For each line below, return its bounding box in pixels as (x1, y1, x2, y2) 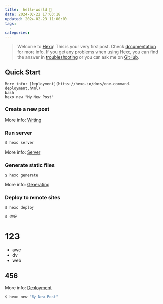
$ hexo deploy (5, 205, 34, 210)
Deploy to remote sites (5, 194, 61, 201)
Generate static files (5, 162, 55, 169)
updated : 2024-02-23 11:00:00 (5, 16, 67, 21)
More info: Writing (5, 117, 42, 123)
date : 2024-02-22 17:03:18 (5, 12, 61, 17)
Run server (5, 129, 32, 136)
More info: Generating (5, 182, 50, 188)
